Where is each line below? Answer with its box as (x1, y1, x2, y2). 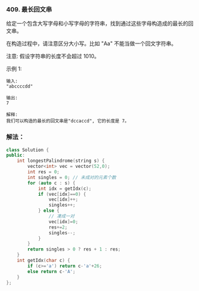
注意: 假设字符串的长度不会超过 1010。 (6, 52, 100, 60)
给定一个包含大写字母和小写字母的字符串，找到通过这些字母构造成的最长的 (6, 20, 188, 27)
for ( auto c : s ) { (27, 180, 76, 186)
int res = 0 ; (27, 169, 60, 175)
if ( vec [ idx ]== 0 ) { (37, 191, 86, 197)
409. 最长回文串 (6, 5, 52, 13)
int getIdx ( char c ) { (17, 258, 70, 264)
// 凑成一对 (48, 213, 75, 220)
